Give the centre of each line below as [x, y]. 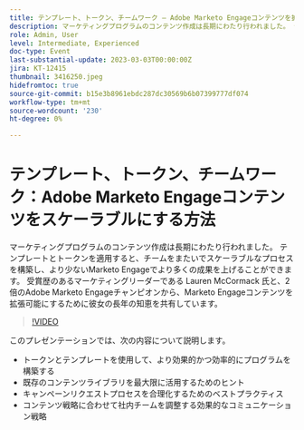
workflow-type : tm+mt [50, 102]
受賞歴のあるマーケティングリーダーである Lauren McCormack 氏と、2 [158, 281]
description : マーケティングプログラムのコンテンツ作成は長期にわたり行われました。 [150, 26]
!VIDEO [45, 322]
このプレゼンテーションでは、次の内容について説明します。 [120, 340]
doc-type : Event [40, 52]
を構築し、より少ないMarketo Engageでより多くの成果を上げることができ [147, 269]
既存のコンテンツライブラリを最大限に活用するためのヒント [133, 383]
